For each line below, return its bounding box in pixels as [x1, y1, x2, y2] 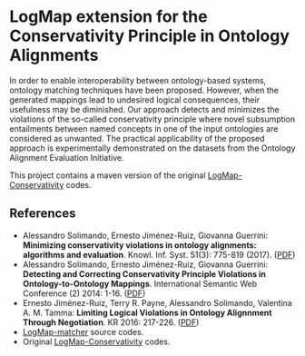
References [9, 206, 76, 222]
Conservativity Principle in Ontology [9, 25, 290, 46]
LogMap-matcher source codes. [22, 326, 144, 337]
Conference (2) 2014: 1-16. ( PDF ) [22, 288, 146, 299]
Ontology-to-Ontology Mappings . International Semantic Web [22, 278, 258, 289]
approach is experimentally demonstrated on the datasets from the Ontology [9, 143, 296, 153]
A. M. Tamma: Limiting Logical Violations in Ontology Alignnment [22, 307, 272, 318]
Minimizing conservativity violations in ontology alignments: [22, 239, 257, 251]
